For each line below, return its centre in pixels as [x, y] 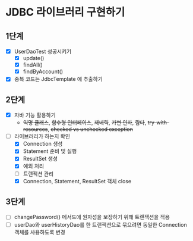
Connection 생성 [43, 144]
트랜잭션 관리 [38, 174]
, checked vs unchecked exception [90, 129]
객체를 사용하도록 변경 [40, 232]
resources [35, 129]
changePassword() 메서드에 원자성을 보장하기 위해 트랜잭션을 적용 [92, 217]
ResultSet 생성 [40, 159]
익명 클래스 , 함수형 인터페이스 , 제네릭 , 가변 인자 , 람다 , [85, 123]
